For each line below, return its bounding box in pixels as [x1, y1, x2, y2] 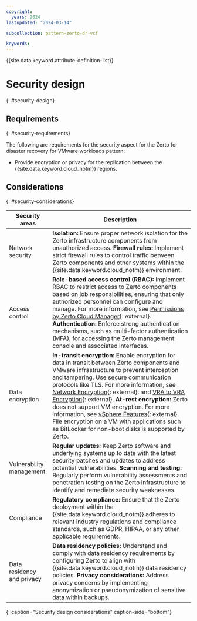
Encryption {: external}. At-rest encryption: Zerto [52, 395, 188, 403]
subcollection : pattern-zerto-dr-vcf [6, 30, 98, 36]
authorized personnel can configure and [52, 297, 163, 305]
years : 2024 [11, 14, 41, 20]
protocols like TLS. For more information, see [52, 380, 176, 388]
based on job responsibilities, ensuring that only [52, 290, 184, 298]
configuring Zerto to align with [52, 556, 136, 564]
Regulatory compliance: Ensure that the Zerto [52, 495, 180, 503]
